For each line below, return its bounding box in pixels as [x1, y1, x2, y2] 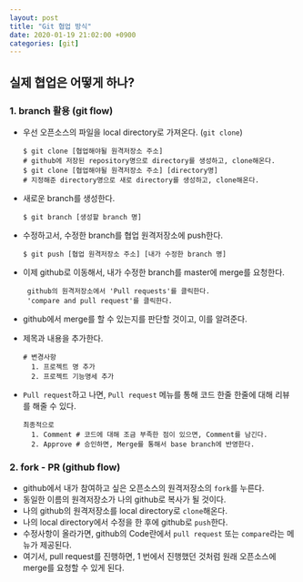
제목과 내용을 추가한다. [22, 332, 104, 343]
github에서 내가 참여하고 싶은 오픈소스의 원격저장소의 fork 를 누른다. [22, 483, 265, 494]
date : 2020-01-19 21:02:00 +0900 [9, 30, 136, 39]
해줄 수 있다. [32, 400, 76, 411]
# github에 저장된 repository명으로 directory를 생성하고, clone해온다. [22, 156, 276, 165]
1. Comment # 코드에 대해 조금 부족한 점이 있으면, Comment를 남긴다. [31, 430, 268, 439]
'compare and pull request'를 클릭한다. [26, 296, 173, 305]
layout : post [9, 13, 59, 23]
